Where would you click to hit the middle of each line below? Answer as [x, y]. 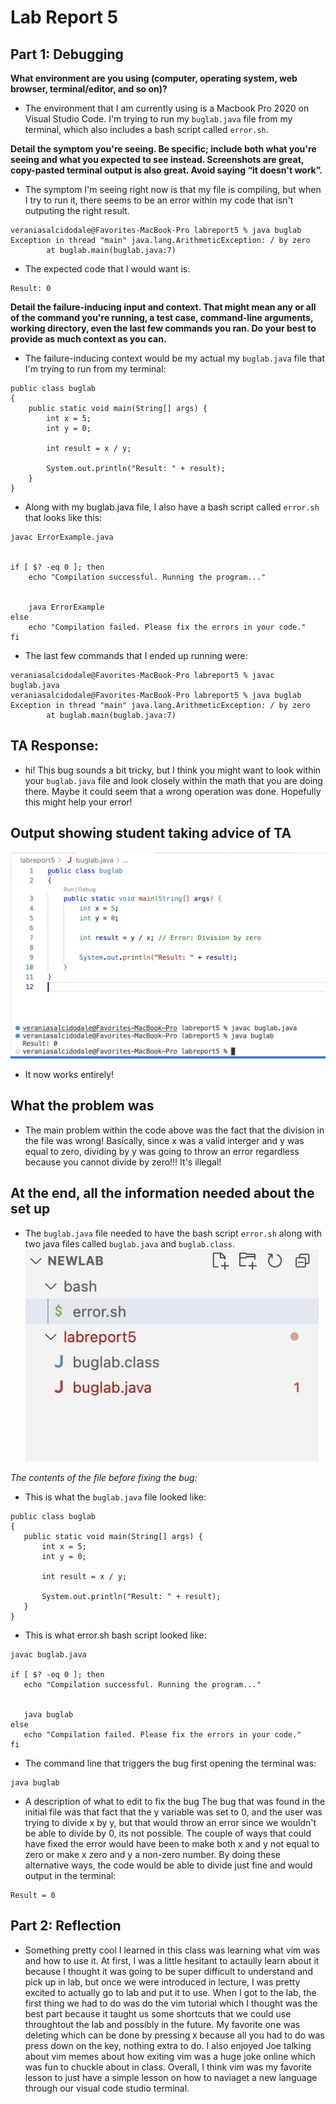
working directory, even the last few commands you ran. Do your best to [163, 328]
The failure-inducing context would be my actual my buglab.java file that [174, 358]
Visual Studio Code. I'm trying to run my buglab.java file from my [158, 119]
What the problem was [82, 1106]
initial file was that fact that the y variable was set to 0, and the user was [173, 1812]
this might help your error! [78, 802]
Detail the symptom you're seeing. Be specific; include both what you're [163, 149]
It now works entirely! [69, 1074]
